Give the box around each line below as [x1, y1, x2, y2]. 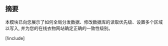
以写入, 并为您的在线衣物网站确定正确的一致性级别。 [5, 25, 113, 31]
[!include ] [5, 35, 25, 41]
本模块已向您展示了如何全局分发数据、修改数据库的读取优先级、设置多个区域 [5, 19, 163, 25]
